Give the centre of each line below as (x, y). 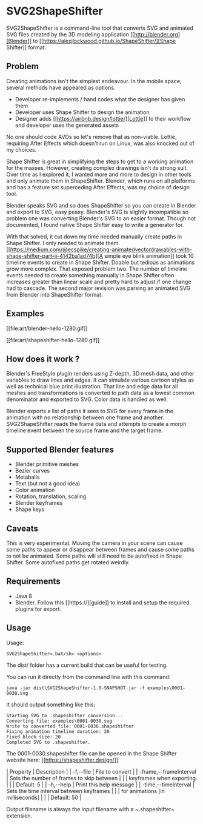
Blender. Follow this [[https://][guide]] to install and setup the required (102, 603)
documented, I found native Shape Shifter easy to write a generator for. (95, 225)
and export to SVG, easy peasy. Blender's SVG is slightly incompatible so (98, 212)
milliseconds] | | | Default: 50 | (44, 797)
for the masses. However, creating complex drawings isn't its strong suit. (97, 167)
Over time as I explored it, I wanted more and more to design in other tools (99, 174)
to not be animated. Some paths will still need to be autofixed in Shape (94, 556)
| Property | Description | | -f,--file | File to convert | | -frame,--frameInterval (101, 771)
